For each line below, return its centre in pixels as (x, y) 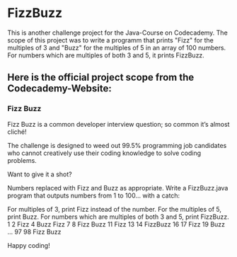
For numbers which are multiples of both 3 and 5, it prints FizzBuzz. (106, 55)
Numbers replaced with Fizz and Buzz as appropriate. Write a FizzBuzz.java (118, 188)
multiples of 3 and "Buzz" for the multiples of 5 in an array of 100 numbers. (117, 47)
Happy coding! (29, 245)
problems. (22, 160)
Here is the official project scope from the (101, 78)
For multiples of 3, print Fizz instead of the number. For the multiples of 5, (114, 209)
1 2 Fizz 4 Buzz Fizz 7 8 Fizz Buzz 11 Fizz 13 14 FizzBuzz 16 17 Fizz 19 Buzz (116, 224)
